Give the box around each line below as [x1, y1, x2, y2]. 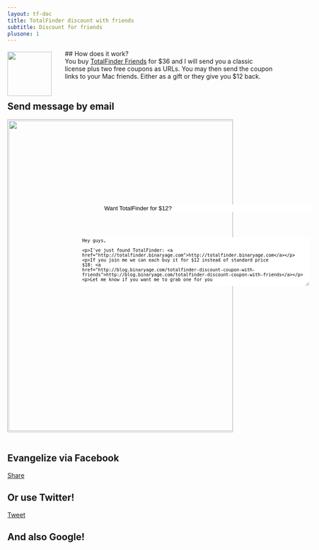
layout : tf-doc [7, 10, 52, 18]
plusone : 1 [7, 30, 40, 38]
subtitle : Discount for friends [7, 23, 103, 30]
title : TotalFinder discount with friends [7, 17, 134, 24]
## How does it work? [64, 50, 129, 58]
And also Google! [7, 531, 85, 543]
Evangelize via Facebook [7, 452, 120, 464]
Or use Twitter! [7, 492, 75, 504]
